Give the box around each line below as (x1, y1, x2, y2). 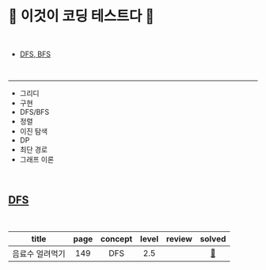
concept (100, 233, 133, 244)
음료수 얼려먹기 (12, 248, 66, 259)
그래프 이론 (19, 154, 55, 164)
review (165, 233, 192, 244)
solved (199, 233, 226, 244)
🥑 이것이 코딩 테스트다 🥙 (8, 7, 155, 25)
